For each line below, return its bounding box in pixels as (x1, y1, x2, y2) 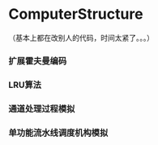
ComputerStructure (8, 5, 143, 24)
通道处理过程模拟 (8, 103, 75, 114)
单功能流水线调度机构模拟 (8, 127, 109, 138)
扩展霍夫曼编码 (8, 55, 67, 66)
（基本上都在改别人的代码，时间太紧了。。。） (8, 33, 154, 42)
